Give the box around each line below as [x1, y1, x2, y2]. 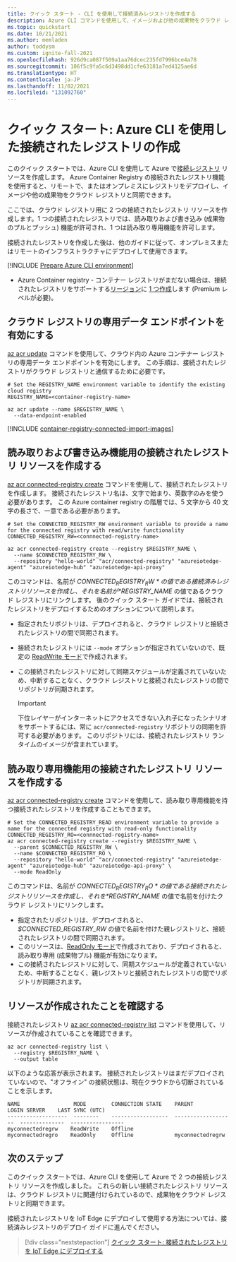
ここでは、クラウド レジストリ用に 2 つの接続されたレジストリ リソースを [7, 206, 222, 214]
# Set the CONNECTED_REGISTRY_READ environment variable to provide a [7, 819, 219, 826]
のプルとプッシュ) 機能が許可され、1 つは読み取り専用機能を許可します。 [7, 223, 219, 232]
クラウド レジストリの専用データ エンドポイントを [7, 316, 225, 328]
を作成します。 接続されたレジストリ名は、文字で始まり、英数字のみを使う [7, 489, 224, 497]
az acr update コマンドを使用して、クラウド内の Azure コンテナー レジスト [7, 349, 225, 357]
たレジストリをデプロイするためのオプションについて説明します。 [7, 605, 199, 613]
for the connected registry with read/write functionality [7, 527, 185, 534]
